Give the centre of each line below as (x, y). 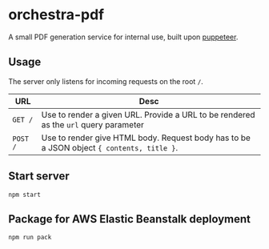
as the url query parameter (92, 124)
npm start (25, 195)
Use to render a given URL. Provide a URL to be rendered (148, 114)
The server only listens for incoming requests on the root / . (106, 81)
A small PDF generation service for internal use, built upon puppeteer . (123, 37)
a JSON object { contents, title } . (110, 147)
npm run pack (30, 238)
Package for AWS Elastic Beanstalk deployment (129, 219)
